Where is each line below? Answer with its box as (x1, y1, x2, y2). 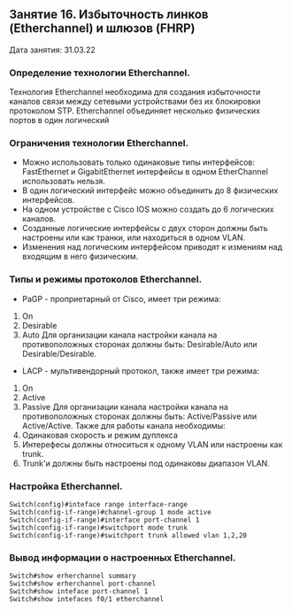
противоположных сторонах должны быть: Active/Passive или (21, 411, 257, 422)
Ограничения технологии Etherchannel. (9, 137, 188, 150)
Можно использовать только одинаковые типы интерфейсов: (21, 157, 255, 167)
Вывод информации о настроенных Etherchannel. (9, 551, 236, 563)
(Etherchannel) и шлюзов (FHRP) (9, 21, 196, 36)
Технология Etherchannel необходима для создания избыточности (9, 87, 261, 97)
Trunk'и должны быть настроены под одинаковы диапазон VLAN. (21, 458, 270, 469)
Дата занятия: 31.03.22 (9, 44, 96, 55)
